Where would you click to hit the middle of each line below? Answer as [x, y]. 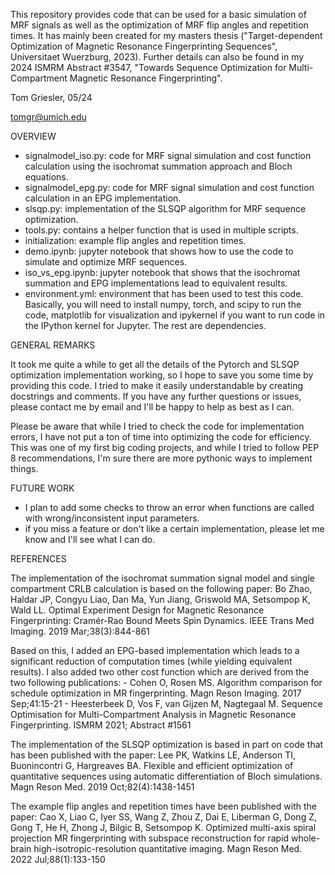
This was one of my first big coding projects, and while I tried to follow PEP [165, 447]
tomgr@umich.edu [48, 117]
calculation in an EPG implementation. [103, 198]
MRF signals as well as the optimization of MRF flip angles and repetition [159, 25]
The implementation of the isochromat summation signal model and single [162, 578]
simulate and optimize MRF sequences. [106, 262]
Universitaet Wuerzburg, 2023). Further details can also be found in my [157, 57]
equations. [46, 177]
